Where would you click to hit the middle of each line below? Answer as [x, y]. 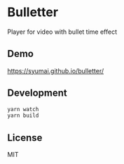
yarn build [23, 116]
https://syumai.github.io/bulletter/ [55, 70]
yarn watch [23, 109]
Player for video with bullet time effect [62, 32]
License [25, 138]
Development [37, 93]
